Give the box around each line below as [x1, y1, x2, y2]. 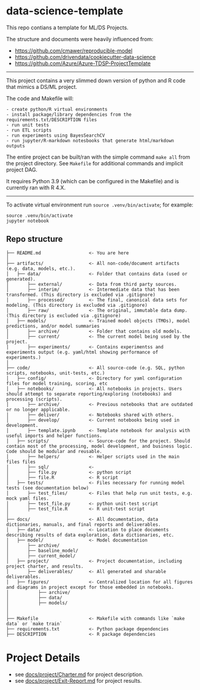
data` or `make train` [6, 621, 62, 627]
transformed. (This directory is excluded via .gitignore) [6, 291, 156, 298]
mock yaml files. [6, 495, 49, 501]
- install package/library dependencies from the [6, 112, 132, 118]
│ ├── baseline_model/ [6, 547, 79, 553]
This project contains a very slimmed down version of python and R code [6, 76, 186, 84]
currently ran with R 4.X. [6, 184, 66, 191]
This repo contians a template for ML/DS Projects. [6, 24, 129, 31]
